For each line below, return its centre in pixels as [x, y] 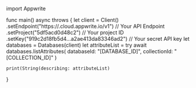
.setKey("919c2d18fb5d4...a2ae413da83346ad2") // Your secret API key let [98, 39]
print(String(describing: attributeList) [58, 69]
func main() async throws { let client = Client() [62, 20]
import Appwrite [26, 9]
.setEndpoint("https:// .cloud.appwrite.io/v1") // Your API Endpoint [86, 26]
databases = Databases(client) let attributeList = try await [77, 45]
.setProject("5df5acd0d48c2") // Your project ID [65, 32]
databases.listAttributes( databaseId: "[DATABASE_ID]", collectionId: [90, 51]
